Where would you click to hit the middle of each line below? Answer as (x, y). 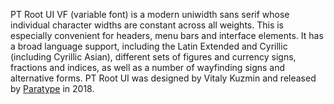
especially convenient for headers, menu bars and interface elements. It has (167, 35)
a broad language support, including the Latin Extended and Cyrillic (149, 46)
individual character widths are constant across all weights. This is (147, 25)
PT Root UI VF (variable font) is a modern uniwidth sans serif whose (150, 14)
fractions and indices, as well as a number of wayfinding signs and (148, 67)
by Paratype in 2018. (52, 88)
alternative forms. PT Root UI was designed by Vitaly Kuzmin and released (163, 78)
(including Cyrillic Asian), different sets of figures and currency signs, (153, 57)
